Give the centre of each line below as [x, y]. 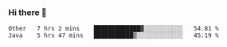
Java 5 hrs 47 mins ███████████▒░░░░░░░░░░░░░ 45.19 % [113, 36]
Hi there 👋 [28, 13]
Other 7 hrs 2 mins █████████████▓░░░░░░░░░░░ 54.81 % [113, 29]
